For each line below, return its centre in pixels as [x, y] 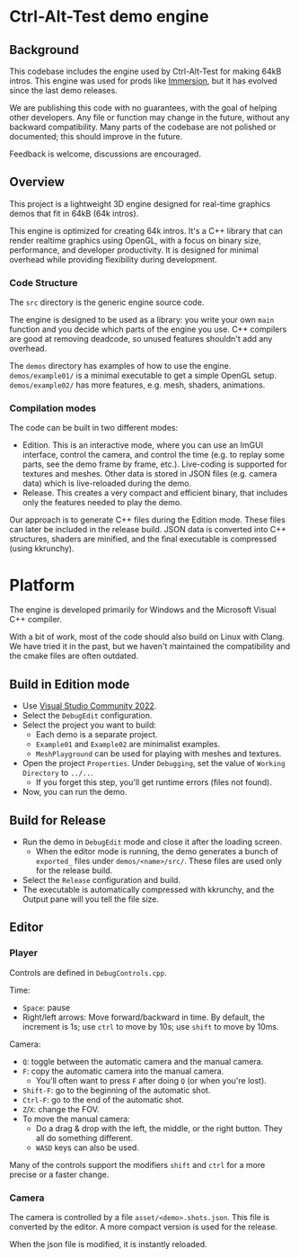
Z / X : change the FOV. [61, 1109]
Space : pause [46, 1007]
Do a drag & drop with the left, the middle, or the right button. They [159, 1128]
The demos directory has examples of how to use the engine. [120, 366]
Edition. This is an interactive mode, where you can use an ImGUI [142, 445]
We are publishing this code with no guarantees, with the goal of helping [143, 108]
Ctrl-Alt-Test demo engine [109, 17]
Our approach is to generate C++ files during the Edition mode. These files [147, 520]
